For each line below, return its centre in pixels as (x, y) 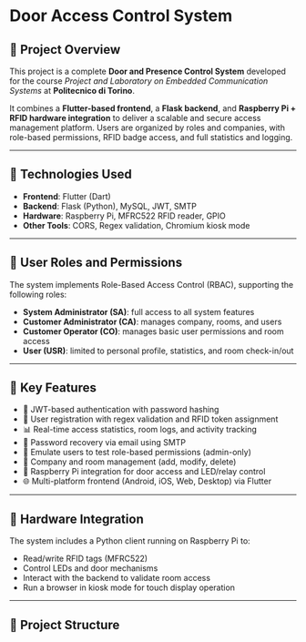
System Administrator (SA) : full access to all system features (138, 311)
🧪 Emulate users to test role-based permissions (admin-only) (137, 453)
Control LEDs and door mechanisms (90, 568)
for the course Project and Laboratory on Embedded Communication (139, 81)
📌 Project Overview (65, 50)
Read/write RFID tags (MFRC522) (85, 559)
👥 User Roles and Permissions (96, 263)
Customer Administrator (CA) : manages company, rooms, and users (152, 321)
